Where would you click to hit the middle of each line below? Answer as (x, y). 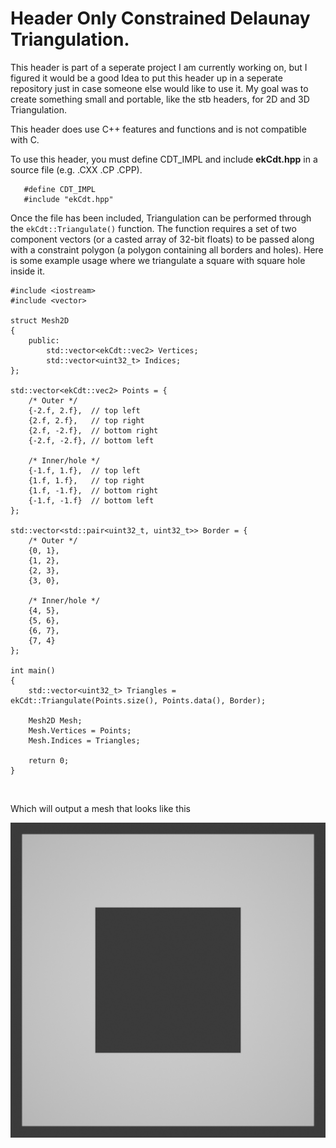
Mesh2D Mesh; (55, 720)
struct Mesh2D (40, 320)
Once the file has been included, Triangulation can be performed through (161, 218)
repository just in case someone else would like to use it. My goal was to (159, 88)
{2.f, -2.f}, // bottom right (93, 430)
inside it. (28, 271)
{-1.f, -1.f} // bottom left (91, 500)
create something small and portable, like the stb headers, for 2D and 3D (160, 99)
